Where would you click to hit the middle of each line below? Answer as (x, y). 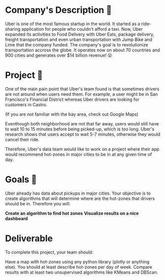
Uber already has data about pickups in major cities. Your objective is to (78, 193)
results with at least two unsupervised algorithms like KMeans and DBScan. (82, 272)
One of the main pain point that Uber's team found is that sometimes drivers (82, 89)
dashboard (16, 218)
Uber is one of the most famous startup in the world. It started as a (73, 24)
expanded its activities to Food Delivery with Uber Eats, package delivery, (80, 34)
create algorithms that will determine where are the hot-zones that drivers (80, 198)
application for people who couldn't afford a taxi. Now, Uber (82, 29)
